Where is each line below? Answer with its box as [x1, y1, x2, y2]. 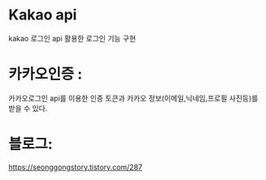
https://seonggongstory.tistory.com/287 [8, 162, 142, 172]
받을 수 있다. [8, 103, 48, 113]
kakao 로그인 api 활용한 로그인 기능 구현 [8, 33, 137, 43]
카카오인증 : [8, 65, 83, 84]
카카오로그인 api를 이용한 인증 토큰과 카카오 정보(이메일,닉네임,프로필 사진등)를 [8, 93, 259, 103]
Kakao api [8, 6, 77, 24]
